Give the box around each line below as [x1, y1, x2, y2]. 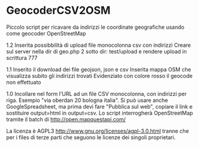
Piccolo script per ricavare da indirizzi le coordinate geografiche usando [6, 23, 185, 31]
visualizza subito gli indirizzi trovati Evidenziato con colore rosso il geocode [6, 72, 193, 79]
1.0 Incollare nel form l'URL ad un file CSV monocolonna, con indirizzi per [6, 90, 187, 97]
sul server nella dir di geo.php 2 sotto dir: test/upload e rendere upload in [6, 47, 187, 55]
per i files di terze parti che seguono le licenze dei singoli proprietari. [6, 133, 176, 141]
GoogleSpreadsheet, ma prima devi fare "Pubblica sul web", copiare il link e [6, 103, 193, 110]
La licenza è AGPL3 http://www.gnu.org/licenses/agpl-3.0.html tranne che [6, 127, 189, 134]
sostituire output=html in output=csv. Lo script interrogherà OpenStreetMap [6, 109, 194, 116]
